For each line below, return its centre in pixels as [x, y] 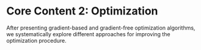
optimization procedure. [37, 40]
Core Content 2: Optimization [82, 11]
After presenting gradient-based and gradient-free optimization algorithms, [101, 28]
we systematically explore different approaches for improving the [88, 34]
